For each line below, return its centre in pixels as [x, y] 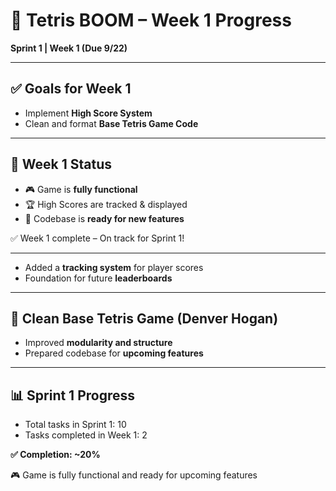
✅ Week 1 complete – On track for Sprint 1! [97, 238]
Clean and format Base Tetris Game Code [111, 123]
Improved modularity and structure [98, 343]
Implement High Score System [88, 113]
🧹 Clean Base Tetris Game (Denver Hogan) [144, 318]
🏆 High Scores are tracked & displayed [106, 204]
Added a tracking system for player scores [114, 267]
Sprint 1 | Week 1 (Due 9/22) [69, 48]
